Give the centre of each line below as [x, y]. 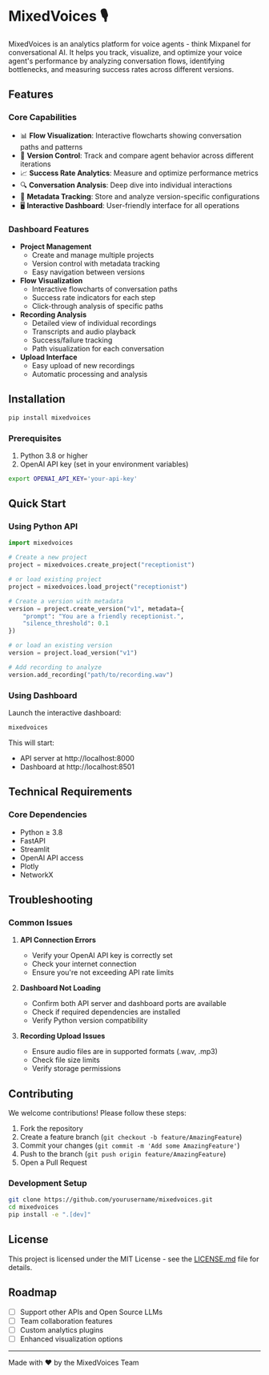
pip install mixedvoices [50, 418]
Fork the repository [52, 1128]
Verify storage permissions [76, 1068]
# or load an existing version [60, 646]
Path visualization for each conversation [98, 348]
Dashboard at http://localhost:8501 [77, 767]
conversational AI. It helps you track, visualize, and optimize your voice [125, 52]
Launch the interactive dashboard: [65, 713]
